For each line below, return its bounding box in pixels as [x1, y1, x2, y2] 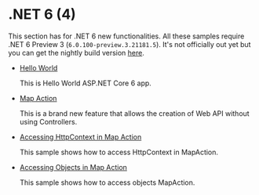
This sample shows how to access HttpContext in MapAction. [19, 147, 218, 157]
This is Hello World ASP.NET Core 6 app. [19, 78, 151, 88]
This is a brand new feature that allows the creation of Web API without [19, 108, 250, 118]
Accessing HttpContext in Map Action [19, 132, 142, 142]
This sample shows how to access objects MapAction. [19, 178, 195, 187]
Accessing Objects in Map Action [19, 162, 128, 172]
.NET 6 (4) [8, 5, 76, 23]
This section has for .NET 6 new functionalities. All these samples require [8, 31, 245, 41]
